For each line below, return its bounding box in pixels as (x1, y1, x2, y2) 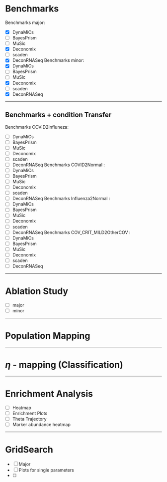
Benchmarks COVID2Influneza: (5, 124, 69, 130)
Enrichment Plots (12, 410, 48, 416)
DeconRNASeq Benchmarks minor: (12, 57, 84, 63)
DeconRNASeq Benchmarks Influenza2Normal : (12, 196, 110, 202)
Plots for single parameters (18, 467, 75, 473)
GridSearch (5, 444, 53, 456)
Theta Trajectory (12, 416, 47, 422)
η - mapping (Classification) (5, 359, 123, 371)
